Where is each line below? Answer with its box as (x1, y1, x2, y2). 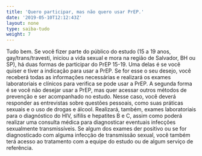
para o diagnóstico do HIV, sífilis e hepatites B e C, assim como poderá (6, 112, 183, 120)
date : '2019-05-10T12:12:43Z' (6, 15, 83, 21)
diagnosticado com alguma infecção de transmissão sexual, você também (6, 131, 191, 139)
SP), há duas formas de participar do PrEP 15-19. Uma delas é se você (6, 61, 181, 68)
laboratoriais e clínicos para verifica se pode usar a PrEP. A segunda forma (6, 80, 192, 88)
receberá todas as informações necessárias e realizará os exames (6, 74, 171, 81)
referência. (6, 145, 33, 152)
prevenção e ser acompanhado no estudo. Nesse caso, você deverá (6, 93, 176, 100)
